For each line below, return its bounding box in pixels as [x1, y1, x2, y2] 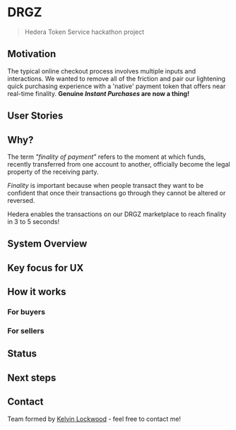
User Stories [7, 110, 64, 122]
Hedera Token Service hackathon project [24, 28, 145, 36]
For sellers [7, 326, 45, 335]
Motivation [7, 48, 57, 60]
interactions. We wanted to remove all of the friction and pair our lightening [7, 74, 226, 83]
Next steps [7, 371, 57, 383]
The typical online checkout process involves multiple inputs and [7, 66, 196, 75]
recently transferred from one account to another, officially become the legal [7, 160, 230, 168]
